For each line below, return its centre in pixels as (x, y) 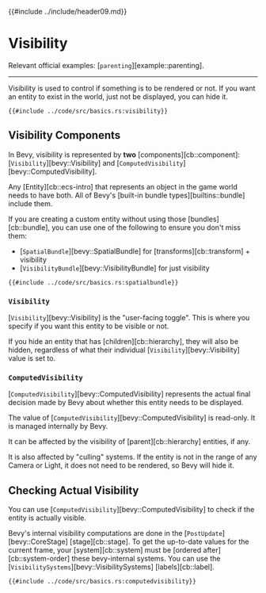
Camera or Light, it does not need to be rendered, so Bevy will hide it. (122, 465)
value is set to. (32, 358)
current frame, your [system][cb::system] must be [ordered (105, 550)
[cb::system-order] (39, 559)
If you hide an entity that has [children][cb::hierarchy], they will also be (123, 342)
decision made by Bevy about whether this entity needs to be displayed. (126, 403)
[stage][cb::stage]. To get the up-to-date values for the (160, 541)
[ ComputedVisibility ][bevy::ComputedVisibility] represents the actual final (129, 394)
